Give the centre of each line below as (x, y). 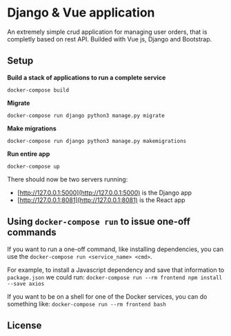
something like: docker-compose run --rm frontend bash (87, 304)
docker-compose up (33, 166)
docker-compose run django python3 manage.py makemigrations (97, 141)
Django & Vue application (81, 13)
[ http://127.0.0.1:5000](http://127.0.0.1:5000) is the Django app (104, 192)
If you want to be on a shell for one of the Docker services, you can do (107, 296)
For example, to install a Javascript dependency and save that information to (116, 270)
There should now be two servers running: (68, 179)
